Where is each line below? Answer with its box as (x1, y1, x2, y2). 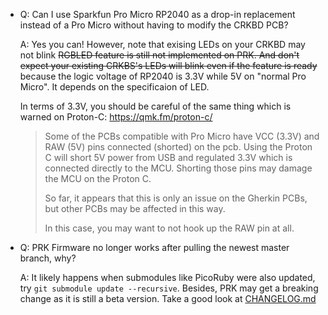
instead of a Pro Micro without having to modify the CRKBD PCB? (19, 19, 289, 31)
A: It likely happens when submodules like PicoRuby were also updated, (19, 272, 316, 283)
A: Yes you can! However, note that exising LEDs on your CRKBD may (19, 39, 306, 50)
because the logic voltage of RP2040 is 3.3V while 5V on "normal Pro (19, 70, 307, 82)
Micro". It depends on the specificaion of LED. (19, 81, 210, 93)
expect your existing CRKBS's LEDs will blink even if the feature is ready (19, 60, 318, 71)
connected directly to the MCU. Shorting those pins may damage (44, 162, 313, 174)
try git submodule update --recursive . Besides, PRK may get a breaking (19, 282, 319, 294)
